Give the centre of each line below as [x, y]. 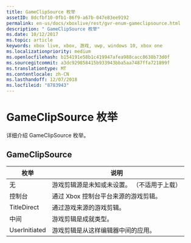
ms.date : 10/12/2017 [33, 35]
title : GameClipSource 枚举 [41, 12]
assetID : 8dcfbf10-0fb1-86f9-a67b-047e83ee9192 [68, 18]
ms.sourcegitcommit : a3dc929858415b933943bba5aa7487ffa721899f [88, 63]
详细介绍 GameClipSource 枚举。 [48, 135]
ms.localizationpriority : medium [49, 52]
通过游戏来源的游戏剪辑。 [88, 207]
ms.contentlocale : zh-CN [38, 74]
